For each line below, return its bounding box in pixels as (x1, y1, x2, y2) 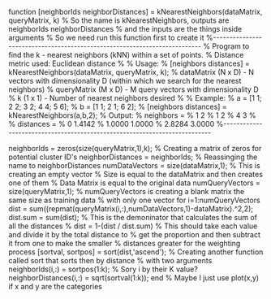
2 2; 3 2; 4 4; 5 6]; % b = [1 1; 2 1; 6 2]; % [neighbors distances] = (8, 102, 227, 111)
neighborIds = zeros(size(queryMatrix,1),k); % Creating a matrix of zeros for (8, 144, 262, 153)
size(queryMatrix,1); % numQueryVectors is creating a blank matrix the (8, 187, 245, 196)
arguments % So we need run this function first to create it (8, 32, 204, 42)
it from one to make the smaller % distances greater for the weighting (8, 239, 241, 248)
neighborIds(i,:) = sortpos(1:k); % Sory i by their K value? (8, 264, 199, 274)
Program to (212, 41, 250, 51)
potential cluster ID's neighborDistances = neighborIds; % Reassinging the (8, 152, 258, 162)
